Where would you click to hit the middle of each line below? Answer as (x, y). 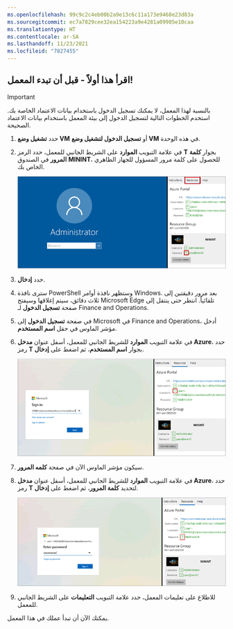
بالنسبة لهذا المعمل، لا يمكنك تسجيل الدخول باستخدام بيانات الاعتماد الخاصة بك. (109, 110)
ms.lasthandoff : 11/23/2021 (48, 44)
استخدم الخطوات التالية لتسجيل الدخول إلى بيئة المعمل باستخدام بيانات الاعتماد (109, 117)
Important (21, 96)
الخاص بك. (31, 166)
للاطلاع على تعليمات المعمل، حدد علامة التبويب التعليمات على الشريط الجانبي (116, 597)
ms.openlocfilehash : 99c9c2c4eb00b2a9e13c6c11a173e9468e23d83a (101, 15)
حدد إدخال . (31, 279)
